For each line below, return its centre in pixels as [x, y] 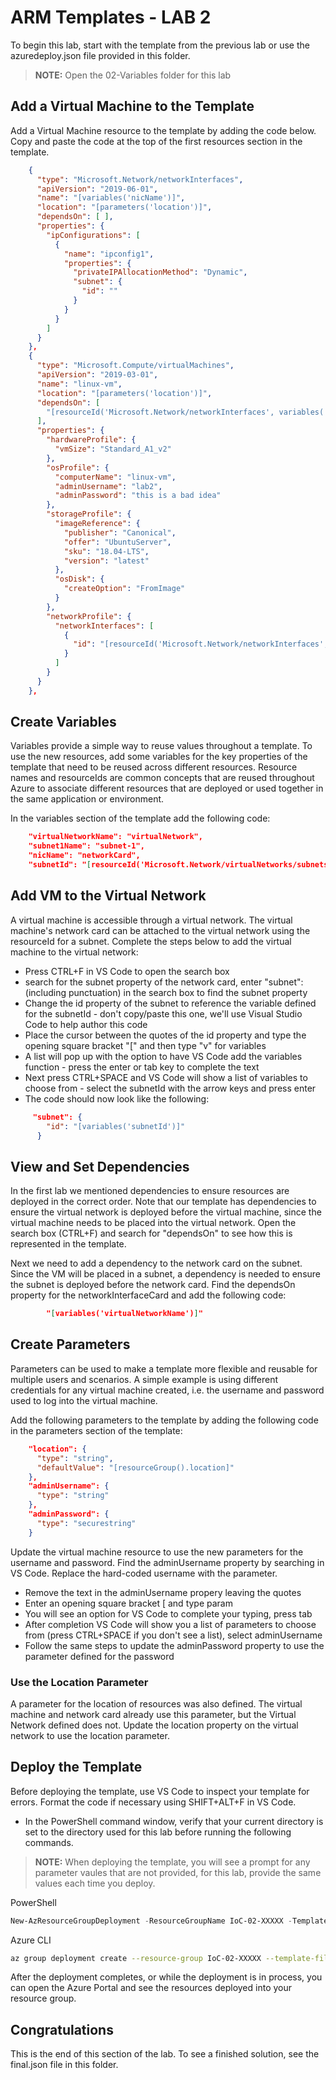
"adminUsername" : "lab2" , [108, 486]
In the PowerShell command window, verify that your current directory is [174, 1821]
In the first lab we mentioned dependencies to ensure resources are [150, 1191]
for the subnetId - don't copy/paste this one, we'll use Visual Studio [163, 1013]
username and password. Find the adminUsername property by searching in [167, 1562]
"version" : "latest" [106, 561]
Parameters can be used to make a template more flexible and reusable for [164, 1368]
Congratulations [62, 2029]
